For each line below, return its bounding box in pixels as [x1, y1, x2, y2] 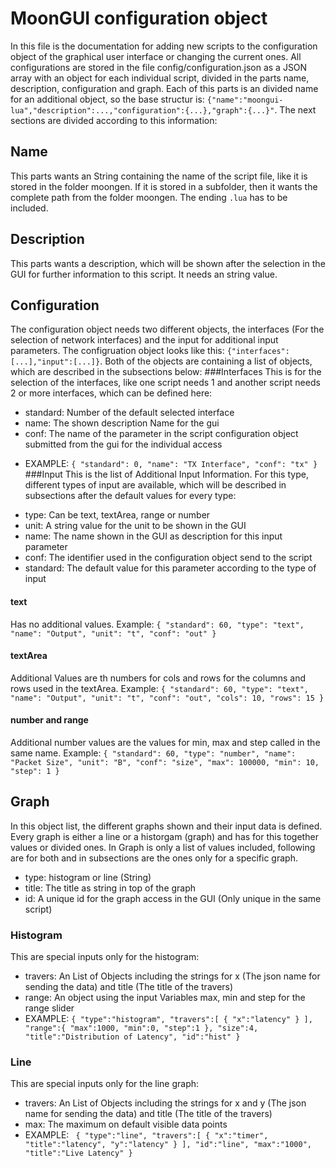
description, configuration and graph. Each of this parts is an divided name [10, 82, 319, 94]
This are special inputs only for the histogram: [10, 951, 200, 963]
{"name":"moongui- [206, 95, 284, 105]
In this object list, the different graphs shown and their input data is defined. [10, 820, 323, 832]
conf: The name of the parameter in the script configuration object [24, 428, 299, 440]
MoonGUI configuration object [10, 7, 268, 30]
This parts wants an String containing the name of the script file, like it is [10, 170, 308, 182]
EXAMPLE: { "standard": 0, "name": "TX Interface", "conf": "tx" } [24, 458, 318, 470]
